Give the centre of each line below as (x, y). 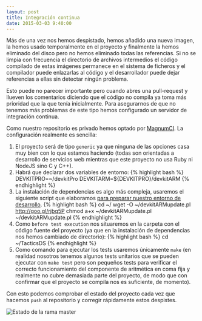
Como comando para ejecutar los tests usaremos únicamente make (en (103, 250)
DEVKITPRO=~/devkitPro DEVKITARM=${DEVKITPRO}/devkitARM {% (102, 179)
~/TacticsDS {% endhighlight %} (56, 243)
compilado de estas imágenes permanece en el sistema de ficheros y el (96, 66)
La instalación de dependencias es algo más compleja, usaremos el (99, 192)
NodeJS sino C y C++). (44, 166)
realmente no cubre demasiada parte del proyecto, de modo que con (101, 275)
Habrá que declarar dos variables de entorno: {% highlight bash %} (99, 172)
